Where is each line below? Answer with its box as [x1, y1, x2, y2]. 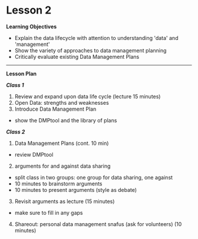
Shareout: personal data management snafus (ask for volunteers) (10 [14, 220, 182, 227]
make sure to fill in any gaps [14, 209, 84, 216]
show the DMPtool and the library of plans [14, 117, 117, 124]
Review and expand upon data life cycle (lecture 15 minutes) [14, 92, 161, 100]
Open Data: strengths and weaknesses [14, 99, 109, 106]
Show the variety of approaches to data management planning [14, 47, 167, 54]
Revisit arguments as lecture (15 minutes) [14, 198, 115, 205]
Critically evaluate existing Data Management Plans [14, 53, 140, 60]
